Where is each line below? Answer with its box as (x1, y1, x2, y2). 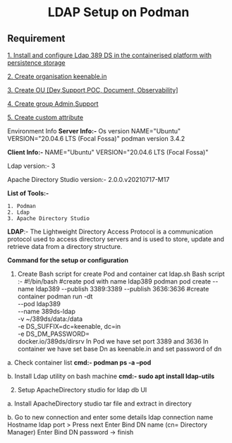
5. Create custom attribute (7, 114, 83, 121)
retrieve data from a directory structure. (7, 243, 123, 250)
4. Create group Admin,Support (7, 99, 99, 108)
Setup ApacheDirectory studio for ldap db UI (17, 386, 147, 394)
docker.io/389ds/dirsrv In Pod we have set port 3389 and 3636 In (17, 337, 209, 346)
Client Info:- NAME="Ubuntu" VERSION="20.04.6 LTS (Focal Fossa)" (7, 148, 209, 156)
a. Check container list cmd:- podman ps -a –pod (7, 358, 152, 367)
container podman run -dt (17, 292, 93, 301)
